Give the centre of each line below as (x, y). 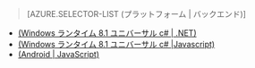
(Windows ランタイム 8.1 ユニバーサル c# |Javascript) (116, 44)
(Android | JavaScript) (59, 54)
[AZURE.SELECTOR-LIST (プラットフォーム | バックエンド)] (136, 14)
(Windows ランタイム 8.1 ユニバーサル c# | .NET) (107, 33)
